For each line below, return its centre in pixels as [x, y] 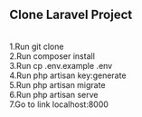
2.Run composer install [52, 56]
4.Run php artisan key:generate [68, 75]
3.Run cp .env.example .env [61, 65]
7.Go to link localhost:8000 [59, 104]
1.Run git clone [37, 46]
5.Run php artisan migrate [57, 84]
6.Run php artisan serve [54, 94]
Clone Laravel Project [71, 15]
